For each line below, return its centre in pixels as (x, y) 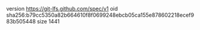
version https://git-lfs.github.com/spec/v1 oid (62, 9)
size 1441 (48, 21)
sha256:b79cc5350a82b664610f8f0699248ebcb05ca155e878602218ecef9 (100, 15)
